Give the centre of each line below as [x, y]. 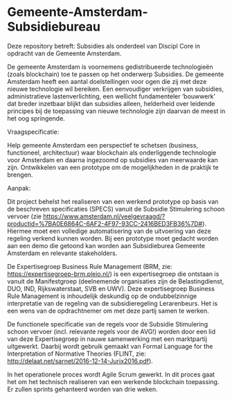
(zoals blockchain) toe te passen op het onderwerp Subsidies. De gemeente [116, 74]
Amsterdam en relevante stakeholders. [62, 253]
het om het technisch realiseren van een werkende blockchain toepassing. [113, 381]
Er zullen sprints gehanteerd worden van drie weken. [82, 389]
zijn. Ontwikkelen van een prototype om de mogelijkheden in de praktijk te [113, 167]
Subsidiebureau [54, 27]
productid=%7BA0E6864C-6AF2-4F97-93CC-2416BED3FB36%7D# [105, 223]
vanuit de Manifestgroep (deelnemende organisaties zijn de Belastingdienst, [116, 281]
